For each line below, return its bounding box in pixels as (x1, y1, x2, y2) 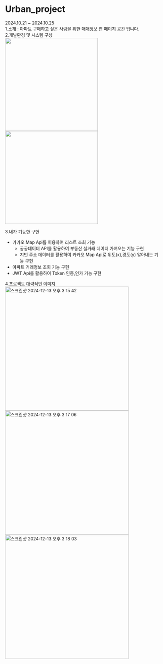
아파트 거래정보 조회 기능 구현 (12, 264, 69, 270)
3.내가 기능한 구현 (5, 228, 40, 234)
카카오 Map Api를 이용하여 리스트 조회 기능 (12, 239, 95, 245)
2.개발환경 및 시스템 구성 (5, 32, 53, 38)
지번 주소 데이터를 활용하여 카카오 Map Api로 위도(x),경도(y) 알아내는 (19, 252, 153, 258)
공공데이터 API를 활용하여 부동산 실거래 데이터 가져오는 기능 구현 (19, 245, 144, 251)
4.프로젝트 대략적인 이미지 (5, 280, 56, 286)
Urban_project (5, 3, 66, 15)
